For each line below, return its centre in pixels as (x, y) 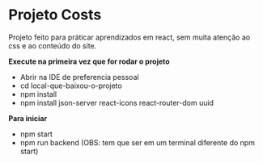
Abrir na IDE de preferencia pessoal (79, 77)
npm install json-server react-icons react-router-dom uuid (117, 102)
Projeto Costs (55, 15)
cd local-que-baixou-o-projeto (71, 86)
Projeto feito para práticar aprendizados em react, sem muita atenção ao (129, 37)
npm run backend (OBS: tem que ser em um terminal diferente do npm (137, 142)
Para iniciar (28, 118)
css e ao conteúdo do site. (53, 45)
